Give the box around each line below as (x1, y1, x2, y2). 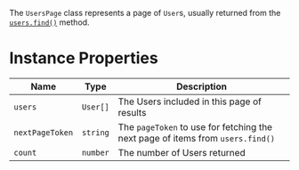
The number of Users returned (117, 146, 246, 158)
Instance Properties (9, 48, 158, 69)
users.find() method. (9, 17, 91, 28)
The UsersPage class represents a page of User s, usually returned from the (9, 8, 281, 18)
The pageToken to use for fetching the (117, 120, 273, 133)
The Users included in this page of (117, 95, 263, 108)
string (81, 127, 109, 137)
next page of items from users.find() (117, 132, 276, 144)
